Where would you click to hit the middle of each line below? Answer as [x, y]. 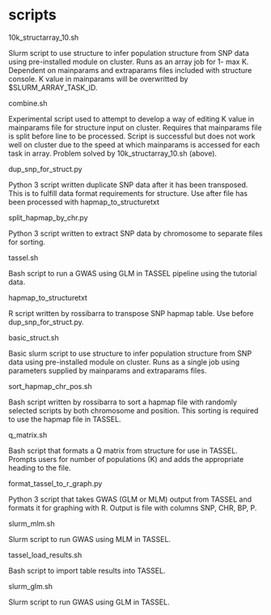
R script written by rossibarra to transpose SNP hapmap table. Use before [131, 313]
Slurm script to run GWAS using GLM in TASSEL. [89, 602]
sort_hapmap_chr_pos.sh [50, 386]
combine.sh [28, 103]
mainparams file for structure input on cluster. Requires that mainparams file [135, 127]
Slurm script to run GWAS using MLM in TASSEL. [90, 539]
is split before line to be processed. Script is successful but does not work [132, 136]
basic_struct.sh [34, 337]
